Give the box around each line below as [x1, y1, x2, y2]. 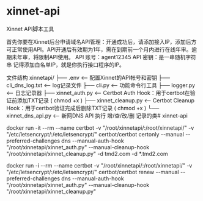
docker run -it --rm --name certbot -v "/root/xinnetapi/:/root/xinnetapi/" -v [6, 124, 194, 132]
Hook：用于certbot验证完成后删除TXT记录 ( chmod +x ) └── [6, 104, 160, 111]
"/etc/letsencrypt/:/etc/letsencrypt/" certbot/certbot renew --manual [6, 168, 179, 175]
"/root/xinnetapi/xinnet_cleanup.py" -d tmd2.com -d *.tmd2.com [6, 150, 168, 157]
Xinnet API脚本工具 [6, 25, 54, 32]
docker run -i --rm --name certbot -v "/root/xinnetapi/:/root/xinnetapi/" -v [6, 161, 193, 169]
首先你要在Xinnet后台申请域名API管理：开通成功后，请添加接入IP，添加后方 [6, 38, 197, 45]
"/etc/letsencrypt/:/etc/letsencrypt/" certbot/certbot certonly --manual [6, 130, 185, 138]
